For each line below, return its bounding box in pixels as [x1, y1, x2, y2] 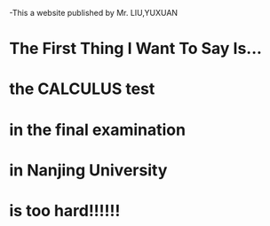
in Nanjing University [9, 160, 168, 180]
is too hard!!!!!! [9, 200, 121, 221]
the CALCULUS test [9, 79, 155, 99]
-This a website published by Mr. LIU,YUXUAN [9, 8, 179, 18]
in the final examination [9, 120, 187, 140]
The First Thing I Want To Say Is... [9, 39, 262, 58]
